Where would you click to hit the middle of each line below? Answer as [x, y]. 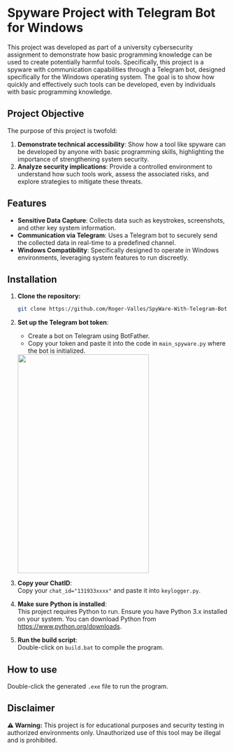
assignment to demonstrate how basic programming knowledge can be [110, 55]
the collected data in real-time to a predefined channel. [96, 242]
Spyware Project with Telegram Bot [111, 13]
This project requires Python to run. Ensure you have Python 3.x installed [122, 612]
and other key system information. [67, 227]
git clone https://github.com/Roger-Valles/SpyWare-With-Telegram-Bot [122, 309]
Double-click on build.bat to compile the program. [90, 647]
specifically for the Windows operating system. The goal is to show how [111, 77]
